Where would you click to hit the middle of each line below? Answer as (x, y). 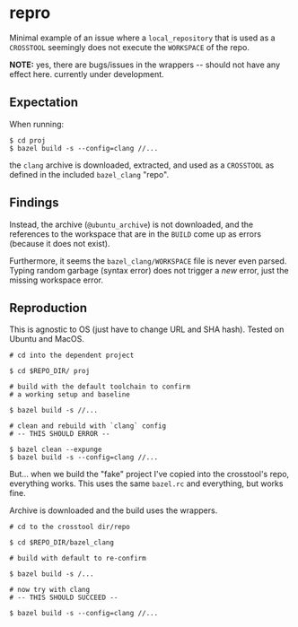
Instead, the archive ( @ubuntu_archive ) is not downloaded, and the (131, 224)
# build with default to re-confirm (78, 559)
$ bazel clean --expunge (56, 450)
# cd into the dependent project (72, 356)
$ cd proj (28, 140)
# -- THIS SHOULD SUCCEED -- (64, 598)
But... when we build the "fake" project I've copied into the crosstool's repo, (149, 475)
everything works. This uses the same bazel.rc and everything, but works (146, 483)
